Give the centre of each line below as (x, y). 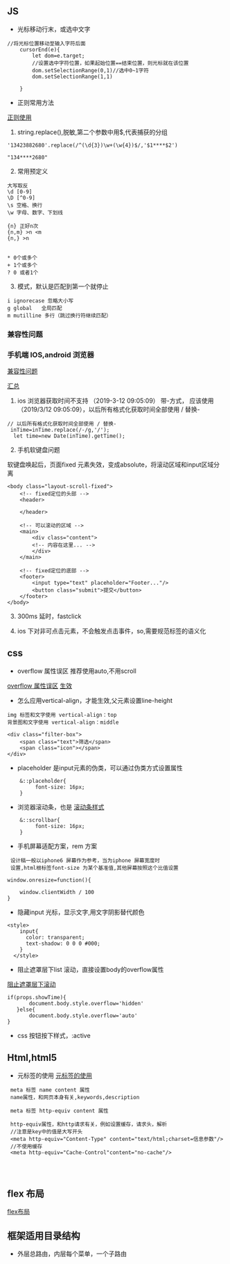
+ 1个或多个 (23, 265)
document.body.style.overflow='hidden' (86, 1003)
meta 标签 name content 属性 (50, 1090)
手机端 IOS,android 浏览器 (51, 355)
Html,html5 (32, 1058)
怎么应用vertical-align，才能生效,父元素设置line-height (95, 700)
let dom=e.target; (59, 56)
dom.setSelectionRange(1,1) (72, 76)
